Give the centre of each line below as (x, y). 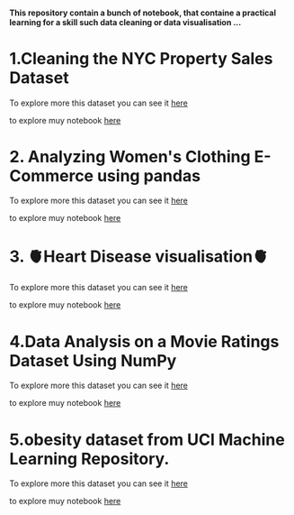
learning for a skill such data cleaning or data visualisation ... (125, 22)
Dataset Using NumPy (93, 360)
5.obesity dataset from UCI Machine (147, 440)
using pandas (149, 175)
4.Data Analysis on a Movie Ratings (144, 341)
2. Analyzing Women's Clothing (130, 156)
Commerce (52, 175)
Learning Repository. (89, 459)
